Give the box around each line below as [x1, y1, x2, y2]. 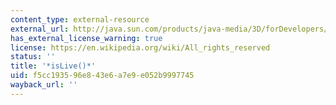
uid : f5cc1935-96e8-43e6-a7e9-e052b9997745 [10, 71, 195, 81]
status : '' [10, 52, 56, 62]
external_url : [10, 24, 70, 34]
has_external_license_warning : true [10, 33, 163, 43]
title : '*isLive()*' [10, 61, 97, 71]
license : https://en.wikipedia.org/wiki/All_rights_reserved [10, 42, 271, 53]
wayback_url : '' [10, 80, 78, 90]
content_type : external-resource [10, 14, 150, 25]
